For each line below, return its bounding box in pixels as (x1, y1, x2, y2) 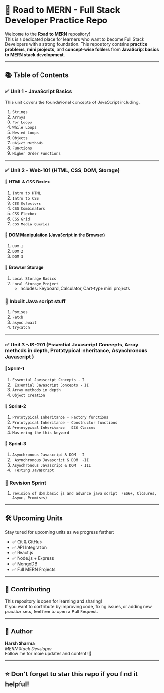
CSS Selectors (12, 201, 41, 206)
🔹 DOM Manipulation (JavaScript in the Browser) (5, 232, 105, 238)
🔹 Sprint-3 (5, 441, 27, 447)
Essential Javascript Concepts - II (14, 383, 89, 387)
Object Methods (12, 141, 43, 145)
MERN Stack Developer (5, 645, 52, 651)
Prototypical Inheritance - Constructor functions (12, 420, 118, 425)
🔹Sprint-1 (5, 366, 24, 371)
